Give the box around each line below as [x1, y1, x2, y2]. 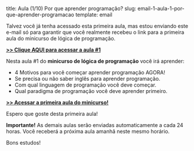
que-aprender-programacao [6, 11, 74, 18]
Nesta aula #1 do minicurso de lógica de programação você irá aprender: [6, 58, 185, 64]
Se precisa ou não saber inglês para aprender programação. [14, 75, 161, 82]
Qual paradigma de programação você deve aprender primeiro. [14, 88, 168, 94]
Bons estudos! [6, 139, 41, 146]
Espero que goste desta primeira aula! [6, 111, 98, 117]
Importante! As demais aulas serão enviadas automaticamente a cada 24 [6, 122, 183, 128]
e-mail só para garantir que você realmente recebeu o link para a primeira [6, 29, 185, 36]
